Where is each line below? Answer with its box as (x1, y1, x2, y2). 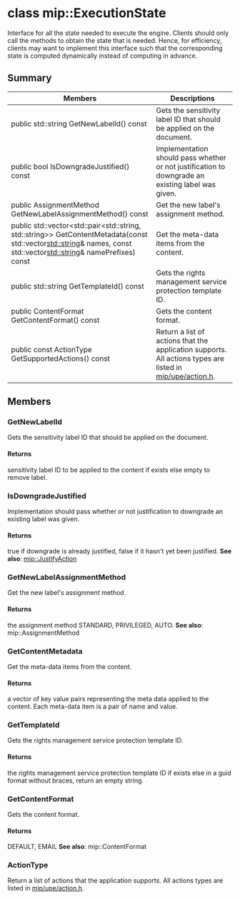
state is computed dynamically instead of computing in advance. (7, 51, 198, 60)
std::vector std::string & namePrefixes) (11, 247, 136, 257)
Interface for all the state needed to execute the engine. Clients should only (7, 29, 229, 37)
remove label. (7, 473, 48, 481)
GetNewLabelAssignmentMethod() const (11, 209, 149, 219)
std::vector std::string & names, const (11, 238, 132, 248)
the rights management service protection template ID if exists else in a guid (7, 768, 232, 777)
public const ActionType (11, 344, 93, 354)
